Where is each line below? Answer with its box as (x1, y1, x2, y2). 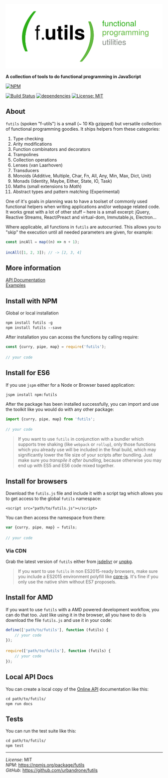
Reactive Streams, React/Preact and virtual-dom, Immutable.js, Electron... (5, 214, 157, 220)
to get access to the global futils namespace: (5, 496, 102, 502)
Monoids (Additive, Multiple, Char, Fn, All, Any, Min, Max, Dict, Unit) (12, 173, 152, 179)
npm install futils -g (5, 320, 53, 325)
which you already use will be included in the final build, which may (17, 447, 157, 453)
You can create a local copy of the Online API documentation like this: (5, 686, 149, 692)
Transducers (12, 167, 39, 173)
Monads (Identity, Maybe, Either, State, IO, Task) (12, 178, 112, 184)
